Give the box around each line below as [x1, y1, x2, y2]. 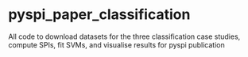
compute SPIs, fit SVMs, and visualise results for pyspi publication [8, 40, 225, 49]
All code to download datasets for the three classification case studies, [8, 32, 241, 41]
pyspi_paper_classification [8, 6, 191, 24]
